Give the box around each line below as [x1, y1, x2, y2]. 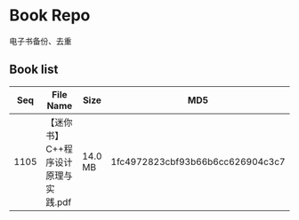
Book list [9, 62, 59, 77]
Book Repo [9, 5, 91, 26]
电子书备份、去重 [9, 35, 72, 46]
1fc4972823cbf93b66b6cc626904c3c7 [110, 155, 286, 168]
